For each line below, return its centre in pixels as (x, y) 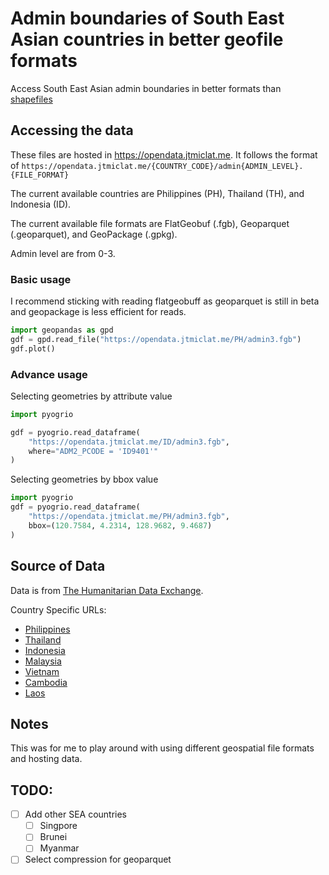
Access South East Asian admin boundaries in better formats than (146, 88)
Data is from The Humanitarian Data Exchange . (107, 590)
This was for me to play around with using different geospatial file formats (162, 748)
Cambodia (46, 682)
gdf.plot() (33, 348)
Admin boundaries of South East (147, 18)
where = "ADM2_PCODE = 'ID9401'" (93, 451)
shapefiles (31, 99)
